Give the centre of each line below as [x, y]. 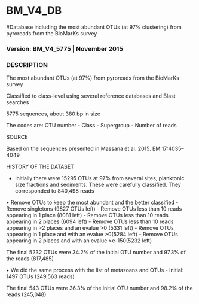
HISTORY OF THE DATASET [40, 167]
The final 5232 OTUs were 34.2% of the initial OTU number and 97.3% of [96, 253]
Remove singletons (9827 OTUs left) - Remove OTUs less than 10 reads [94, 209]
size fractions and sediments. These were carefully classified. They [98, 185]
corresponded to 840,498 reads [54, 191]
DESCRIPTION [27, 65]
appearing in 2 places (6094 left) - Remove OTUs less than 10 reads [90, 221]
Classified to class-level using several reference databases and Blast [91, 96]
